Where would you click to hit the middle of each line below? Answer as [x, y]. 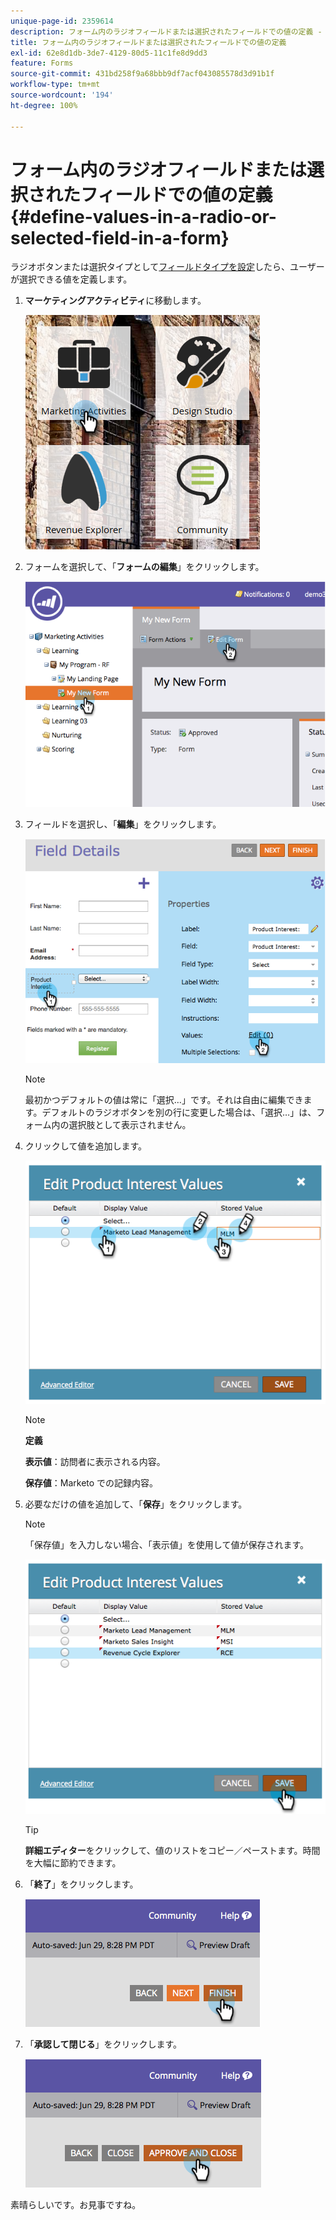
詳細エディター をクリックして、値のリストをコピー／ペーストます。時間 [172, 1850]
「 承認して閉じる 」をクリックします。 [103, 2044]
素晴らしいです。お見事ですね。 [76, 2204]
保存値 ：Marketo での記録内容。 [91, 1482]
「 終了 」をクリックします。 [81, 1884]
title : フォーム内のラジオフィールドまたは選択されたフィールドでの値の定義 [148, 42]
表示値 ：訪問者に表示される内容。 [95, 1461]
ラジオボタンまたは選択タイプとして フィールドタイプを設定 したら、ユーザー [167, 267]
